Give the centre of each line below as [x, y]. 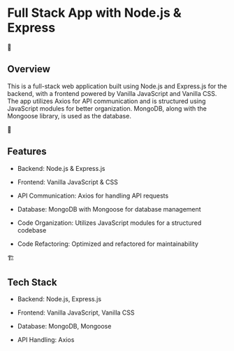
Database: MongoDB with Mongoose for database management [109, 209]
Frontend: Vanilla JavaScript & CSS [68, 182]
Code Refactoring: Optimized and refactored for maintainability [108, 244]
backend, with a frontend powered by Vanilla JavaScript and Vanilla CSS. [112, 93]
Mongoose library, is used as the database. [69, 116]
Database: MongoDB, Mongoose [64, 326]
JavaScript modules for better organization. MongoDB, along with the [107, 108]
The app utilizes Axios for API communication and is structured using [107, 101]
